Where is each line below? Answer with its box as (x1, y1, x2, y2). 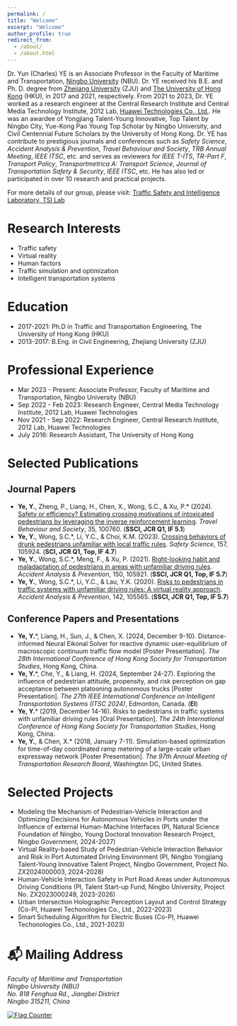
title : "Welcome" (7, 17, 59, 24)
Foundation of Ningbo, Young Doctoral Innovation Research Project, (17, 830, 216, 838)
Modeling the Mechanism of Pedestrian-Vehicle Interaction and (17, 807, 202, 816)
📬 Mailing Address (7, 946, 124, 962)
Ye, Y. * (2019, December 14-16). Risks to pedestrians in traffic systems (17, 707, 224, 715)
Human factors (17, 259, 62, 267)
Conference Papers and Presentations (7, 613, 179, 625)
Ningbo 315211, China (7, 997, 71, 1005)
